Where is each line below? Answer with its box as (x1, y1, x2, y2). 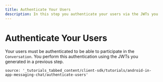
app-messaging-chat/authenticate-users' (5, 72, 89, 78)
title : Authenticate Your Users (5, 7, 71, 12)
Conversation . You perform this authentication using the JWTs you (5, 54, 138, 60)
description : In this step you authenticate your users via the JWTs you (5, 12, 159, 16)
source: (5, 68, 21, 73)
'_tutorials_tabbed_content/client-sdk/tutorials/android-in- (22, 68, 152, 73)
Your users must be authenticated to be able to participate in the (5, 49, 135, 54)
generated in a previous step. (5, 59, 64, 65)
